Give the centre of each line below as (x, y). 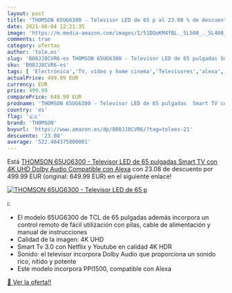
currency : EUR (28, 84)
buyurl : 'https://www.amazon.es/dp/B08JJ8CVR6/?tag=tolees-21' (100, 129)
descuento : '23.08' (35, 135)
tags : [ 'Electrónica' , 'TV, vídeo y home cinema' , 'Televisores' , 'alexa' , (116, 71)
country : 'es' (28, 110)
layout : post (26, 13)
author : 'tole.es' (33, 53)
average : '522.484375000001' (49, 142)
